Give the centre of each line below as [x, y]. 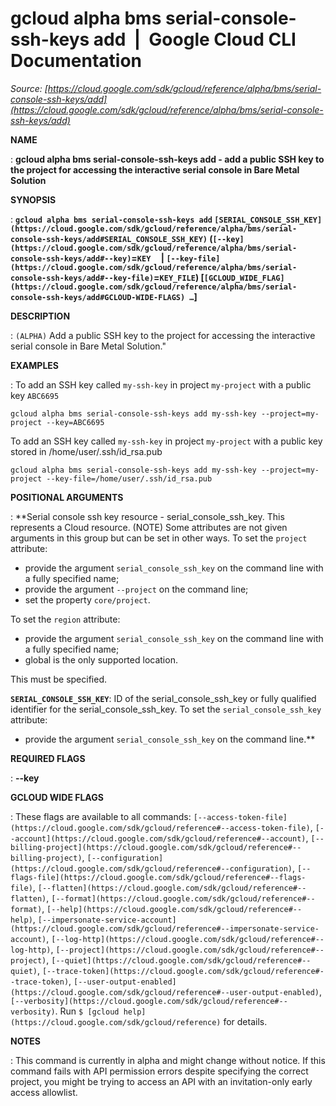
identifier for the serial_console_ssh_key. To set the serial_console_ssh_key [166, 709]
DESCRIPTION [40, 316]
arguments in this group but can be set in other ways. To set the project [159, 538]
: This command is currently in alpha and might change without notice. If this [168, 1060]
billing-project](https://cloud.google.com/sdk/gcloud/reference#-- [156, 847]
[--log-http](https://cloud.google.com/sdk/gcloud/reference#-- [188, 939]
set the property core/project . [87, 599]
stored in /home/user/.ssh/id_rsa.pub [86, 451]
